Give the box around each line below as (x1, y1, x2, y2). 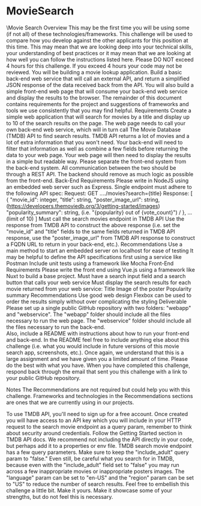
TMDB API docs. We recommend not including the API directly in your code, (6, 436, 194, 443)
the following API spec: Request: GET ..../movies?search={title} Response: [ (6, 189, 193, 197)
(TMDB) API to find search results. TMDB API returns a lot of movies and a (6, 132, 190, 139)
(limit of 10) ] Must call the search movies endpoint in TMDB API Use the (6, 215, 185, 222)
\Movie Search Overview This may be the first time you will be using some (6, 24, 190, 31)
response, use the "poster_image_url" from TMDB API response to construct (6, 234, 195, 241)
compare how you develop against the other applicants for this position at (6, 37, 188, 44)
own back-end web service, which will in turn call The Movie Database (6, 126, 181, 133)
